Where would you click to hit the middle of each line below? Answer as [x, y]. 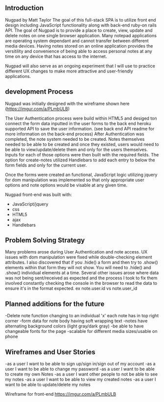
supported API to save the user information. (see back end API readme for [80, 128]
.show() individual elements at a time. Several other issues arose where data [82, 273]
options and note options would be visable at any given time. [66, 185]
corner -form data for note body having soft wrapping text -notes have [76, 321]
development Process [39, 92]
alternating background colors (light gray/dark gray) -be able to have [74, 326]
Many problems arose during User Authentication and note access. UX [76, 252]
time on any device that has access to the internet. [56, 56]
